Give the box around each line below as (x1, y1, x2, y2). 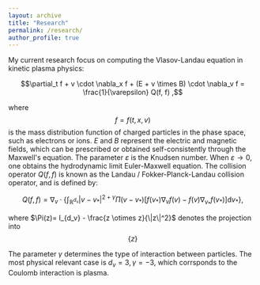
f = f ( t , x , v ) (114, 116, 152, 125)
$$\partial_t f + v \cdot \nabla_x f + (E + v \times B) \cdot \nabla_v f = (21, 79, 245, 89)
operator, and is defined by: (8, 178, 99, 188)
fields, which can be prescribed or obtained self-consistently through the (8, 144, 247, 154)
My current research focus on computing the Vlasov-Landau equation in (8, 55, 243, 65)
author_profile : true (8, 33, 80, 42)
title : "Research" (8, 19, 69, 27)
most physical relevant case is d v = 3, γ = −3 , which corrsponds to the (8, 258, 238, 269)
